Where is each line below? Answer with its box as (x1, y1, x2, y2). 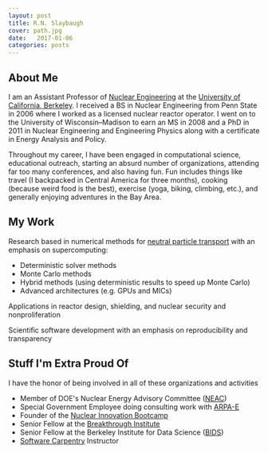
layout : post (8, 11, 52, 20)
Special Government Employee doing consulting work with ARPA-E (19, 402, 239, 412)
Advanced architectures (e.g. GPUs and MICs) (19, 286, 172, 295)
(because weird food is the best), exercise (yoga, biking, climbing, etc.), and (8, 183, 258, 193)
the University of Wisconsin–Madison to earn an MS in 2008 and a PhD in (8, 117, 250, 127)
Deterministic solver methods (19, 260, 117, 270)
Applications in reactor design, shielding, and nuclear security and (8, 301, 227, 311)
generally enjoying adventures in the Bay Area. (8, 192, 162, 202)
